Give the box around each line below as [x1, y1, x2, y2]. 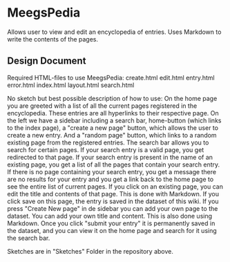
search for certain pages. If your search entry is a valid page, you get [7, 145, 204, 153]
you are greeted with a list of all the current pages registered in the [7, 102, 198, 110]
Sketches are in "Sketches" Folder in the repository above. [7, 247, 174, 255]
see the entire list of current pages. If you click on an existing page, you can [7, 182, 223, 191]
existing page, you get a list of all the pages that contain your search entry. [7, 160, 220, 169]
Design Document [7, 55, 86, 67]
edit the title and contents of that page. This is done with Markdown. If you [7, 189, 220, 198]
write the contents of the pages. [7, 35, 99, 43]
